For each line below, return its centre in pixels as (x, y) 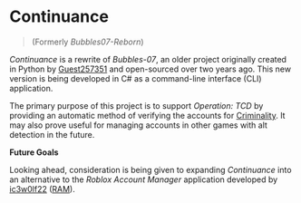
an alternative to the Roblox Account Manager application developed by (144, 179)
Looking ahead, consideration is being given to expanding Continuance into (150, 169)
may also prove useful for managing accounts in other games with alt (138, 125)
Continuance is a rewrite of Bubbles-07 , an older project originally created (148, 59)
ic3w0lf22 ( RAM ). (42, 188)
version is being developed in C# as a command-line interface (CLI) (136, 78)
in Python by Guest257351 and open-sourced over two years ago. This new (150, 69)
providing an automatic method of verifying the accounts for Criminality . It (147, 115)
